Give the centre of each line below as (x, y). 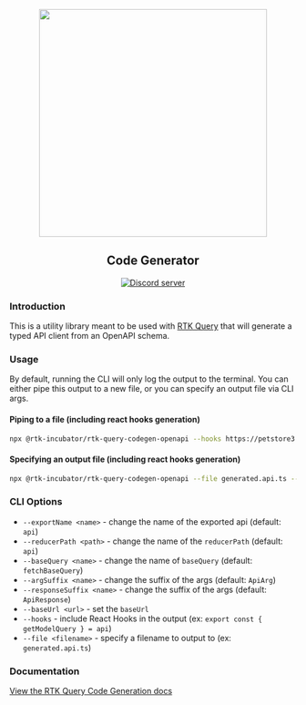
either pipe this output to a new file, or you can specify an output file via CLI (152, 389)
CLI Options (36, 502)
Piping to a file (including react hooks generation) (105, 419)
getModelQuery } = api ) (67, 628)
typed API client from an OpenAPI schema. (90, 336)
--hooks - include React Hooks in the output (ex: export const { (142, 618)
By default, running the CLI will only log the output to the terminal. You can (149, 379)
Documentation (45, 671)
